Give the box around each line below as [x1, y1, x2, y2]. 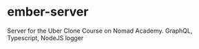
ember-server [7, 4, 89, 20]
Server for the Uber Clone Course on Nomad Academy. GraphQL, [7, 27, 193, 35]
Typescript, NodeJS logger [7, 33, 84, 42]
